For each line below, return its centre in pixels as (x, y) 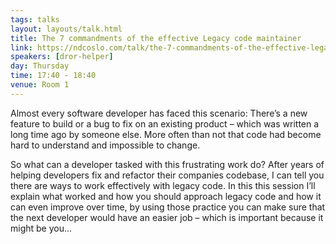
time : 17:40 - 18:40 (53, 76)
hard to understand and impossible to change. (105, 145)
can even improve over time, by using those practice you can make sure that (168, 207)
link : (21, 47)
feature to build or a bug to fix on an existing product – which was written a (165, 123)
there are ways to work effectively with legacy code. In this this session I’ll (163, 185)
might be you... (41, 228)
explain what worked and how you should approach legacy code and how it (166, 196)
